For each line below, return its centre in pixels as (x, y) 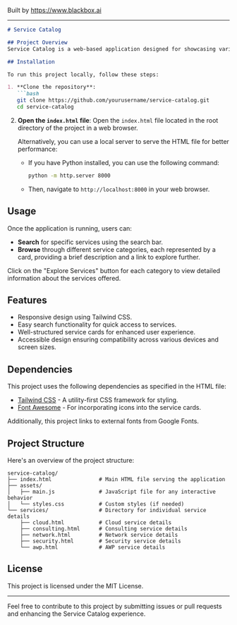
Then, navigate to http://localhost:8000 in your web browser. (119, 189)
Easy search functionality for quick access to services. (97, 324)
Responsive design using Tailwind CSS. (75, 317)
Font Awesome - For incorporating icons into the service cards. (109, 408)
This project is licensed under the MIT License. (75, 585)
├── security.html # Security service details (101, 541)
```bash (28, 94)
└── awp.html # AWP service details (93, 547)
